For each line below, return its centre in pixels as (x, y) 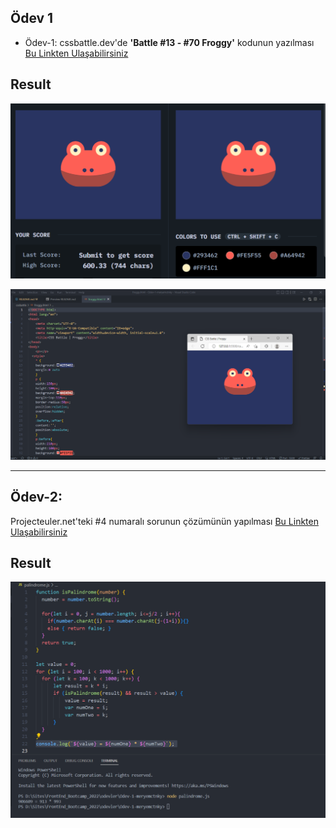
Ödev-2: (36, 497)
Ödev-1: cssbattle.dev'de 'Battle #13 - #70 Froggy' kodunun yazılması (169, 42)
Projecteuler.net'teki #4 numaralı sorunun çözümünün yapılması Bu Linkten (164, 521)
